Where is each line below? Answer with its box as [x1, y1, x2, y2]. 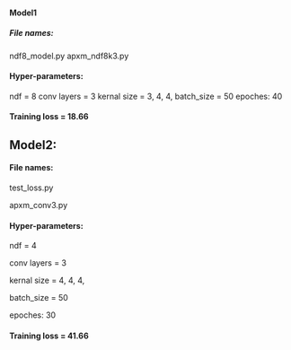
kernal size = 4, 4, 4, [9, 275, 85, 286]
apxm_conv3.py [9, 199, 68, 210]
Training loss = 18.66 [9, 111, 89, 122]
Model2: [9, 137, 57, 153]
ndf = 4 [9, 241, 38, 251]
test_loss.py [9, 182, 54, 193]
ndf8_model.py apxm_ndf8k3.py [9, 50, 129, 61]
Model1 [9, 7, 38, 18]
